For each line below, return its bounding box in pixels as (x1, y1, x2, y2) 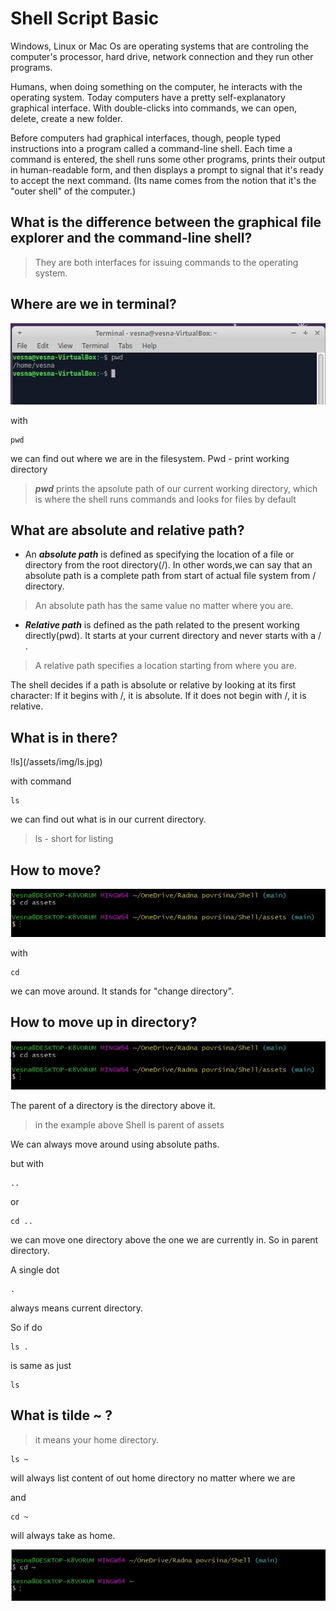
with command (10, 775, 72, 787)
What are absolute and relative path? (10, 522, 245, 539)
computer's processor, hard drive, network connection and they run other (10, 50, 314, 62)
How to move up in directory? (10, 1014, 198, 1031)
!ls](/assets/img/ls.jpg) (10, 756, 103, 768)
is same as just (10, 1359, 72, 1371)
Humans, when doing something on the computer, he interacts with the (10, 80, 303, 92)
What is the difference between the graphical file (10, 214, 322, 231)
